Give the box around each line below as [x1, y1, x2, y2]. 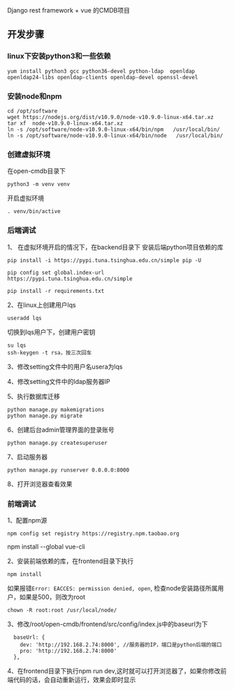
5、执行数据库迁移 [7, 392, 61, 401]
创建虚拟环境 [7, 149, 51, 159]
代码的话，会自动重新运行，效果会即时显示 [13, 675, 136, 684]
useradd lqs [7, 315, 42, 322]
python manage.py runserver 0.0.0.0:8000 [7, 467, 130, 474]
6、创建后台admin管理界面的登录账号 [7, 425, 115, 434]
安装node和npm [7, 91, 62, 101]
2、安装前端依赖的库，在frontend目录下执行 [7, 556, 134, 565]
